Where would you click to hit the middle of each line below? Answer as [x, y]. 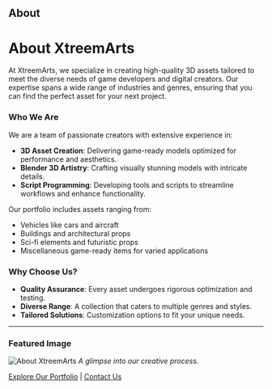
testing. [33, 298]
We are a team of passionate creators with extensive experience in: [121, 135]
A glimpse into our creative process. [138, 361]
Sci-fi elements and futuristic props [79, 242]
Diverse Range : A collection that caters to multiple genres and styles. [136, 306]
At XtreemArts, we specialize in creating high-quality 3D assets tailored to [132, 70]
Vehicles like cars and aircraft [69, 225]
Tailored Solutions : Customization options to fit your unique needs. [132, 315]
